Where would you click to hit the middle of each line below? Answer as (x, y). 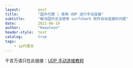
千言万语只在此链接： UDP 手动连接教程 (44, 60)
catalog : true (26, 37)
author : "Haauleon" (33, 28)
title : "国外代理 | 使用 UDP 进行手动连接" (54, 14)
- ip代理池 (24, 46)
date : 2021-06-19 (33, 23)
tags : (11, 42)
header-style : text (26, 32)
